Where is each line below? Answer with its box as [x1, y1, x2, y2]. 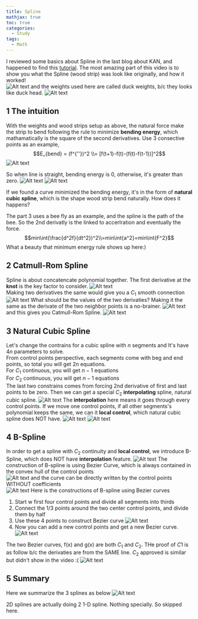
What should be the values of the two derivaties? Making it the [30, 297, 183, 304]
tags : [6, 36, 20, 42]
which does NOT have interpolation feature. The [24, 455, 168, 462]
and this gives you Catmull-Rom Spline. [6, 309, 102, 316]
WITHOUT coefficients [6, 481, 61, 488]
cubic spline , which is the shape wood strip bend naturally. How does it [6, 194, 181, 201]
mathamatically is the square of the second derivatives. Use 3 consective [6, 134, 185, 142]
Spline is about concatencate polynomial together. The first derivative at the [6, 276, 191, 284]
